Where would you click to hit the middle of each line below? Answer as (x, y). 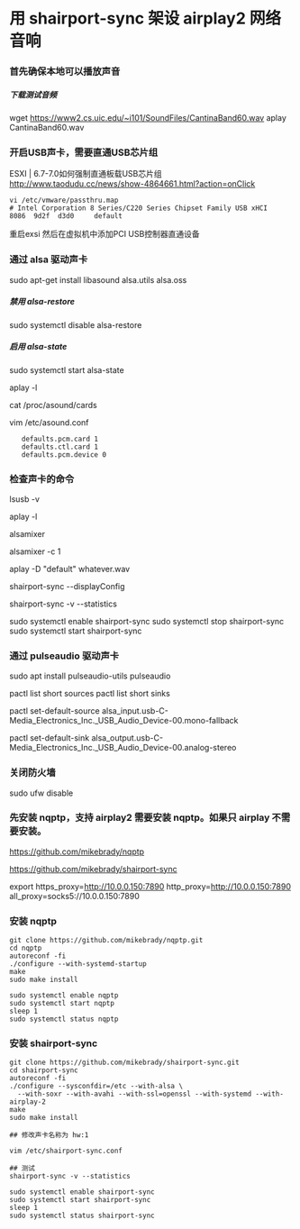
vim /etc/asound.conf (49, 422)
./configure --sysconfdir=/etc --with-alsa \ (96, 1087)
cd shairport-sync (44, 1070)
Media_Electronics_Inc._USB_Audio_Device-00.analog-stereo (123, 748)
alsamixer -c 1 (35, 551)
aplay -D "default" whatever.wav (70, 569)
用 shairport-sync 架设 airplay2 (127, 18)
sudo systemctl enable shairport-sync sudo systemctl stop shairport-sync (147, 621)
